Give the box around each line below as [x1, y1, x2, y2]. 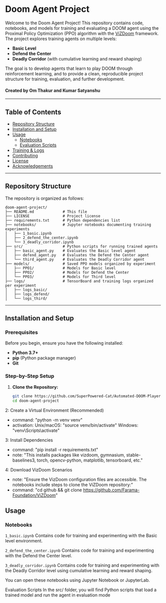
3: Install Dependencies [5, 437, 53, 443]
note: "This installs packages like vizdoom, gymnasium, [12, 452, 125, 458]
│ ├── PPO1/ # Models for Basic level [5, 265, 116, 271]
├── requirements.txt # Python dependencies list [5, 218, 121, 223]
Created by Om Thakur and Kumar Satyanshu [5, 87, 100, 93]
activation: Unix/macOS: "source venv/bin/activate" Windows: [12, 422, 138, 428]
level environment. [5, 538, 43, 544]
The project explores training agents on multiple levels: [5, 36, 117, 42]
